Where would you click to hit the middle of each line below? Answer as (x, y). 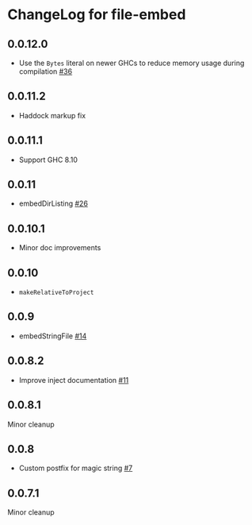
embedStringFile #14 (53, 336)
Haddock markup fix (52, 115)
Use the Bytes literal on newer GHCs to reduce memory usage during (132, 63)
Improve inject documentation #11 (74, 380)
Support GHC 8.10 (48, 160)
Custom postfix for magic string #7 (76, 468)
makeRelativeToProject (56, 293)
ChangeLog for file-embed (97, 15)
